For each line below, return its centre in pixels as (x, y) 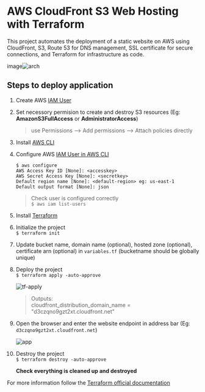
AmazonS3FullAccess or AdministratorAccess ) (77, 118)
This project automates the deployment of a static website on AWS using (98, 41)
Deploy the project (39, 269)
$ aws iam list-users (58, 204)
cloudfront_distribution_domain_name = (81, 305)
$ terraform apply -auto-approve (58, 275)
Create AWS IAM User (44, 100)
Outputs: (42, 298)
